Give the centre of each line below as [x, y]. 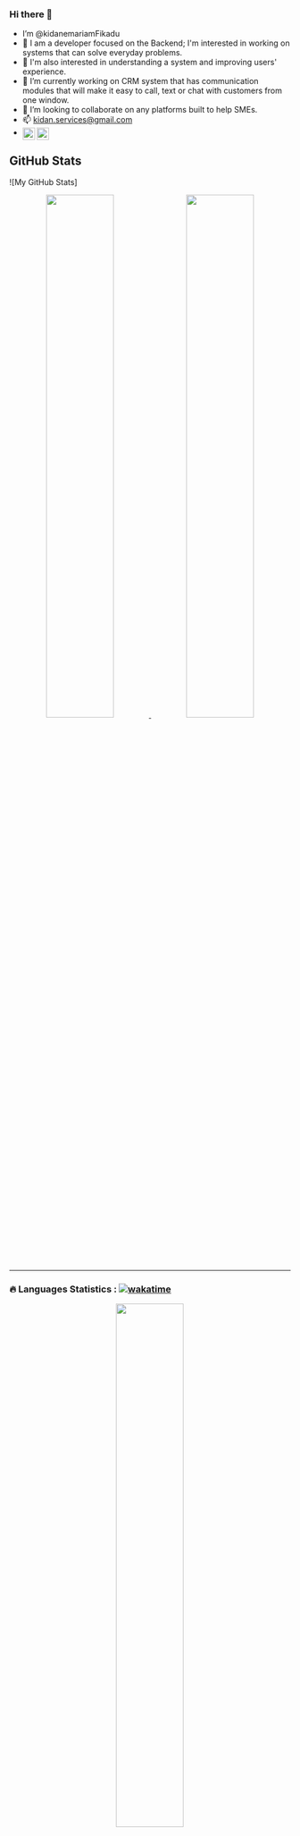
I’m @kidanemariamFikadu [71, 34]
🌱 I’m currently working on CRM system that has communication [140, 81]
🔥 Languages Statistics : [63, 1289]
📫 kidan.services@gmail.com [77, 120]
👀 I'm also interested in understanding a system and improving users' [150, 63]
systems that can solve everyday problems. [102, 53]
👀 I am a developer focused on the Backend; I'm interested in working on [156, 43]
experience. [44, 72]
